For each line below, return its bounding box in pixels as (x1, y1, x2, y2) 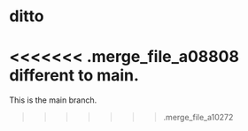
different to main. (9, 65, 140, 86)
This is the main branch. (9, 95, 97, 105)
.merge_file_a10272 (163, 112, 234, 123)
